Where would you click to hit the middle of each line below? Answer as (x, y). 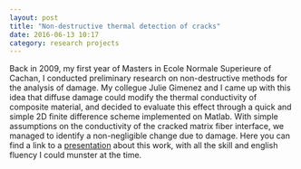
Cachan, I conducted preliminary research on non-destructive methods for (149, 79)
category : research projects (64, 43)
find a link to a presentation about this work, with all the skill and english (144, 146)
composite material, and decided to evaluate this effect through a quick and (150, 107)
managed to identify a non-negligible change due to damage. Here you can (150, 136)
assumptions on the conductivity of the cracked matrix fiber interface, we (146, 127)
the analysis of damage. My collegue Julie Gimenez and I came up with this (150, 88)
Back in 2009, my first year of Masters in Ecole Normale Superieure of (141, 69)
